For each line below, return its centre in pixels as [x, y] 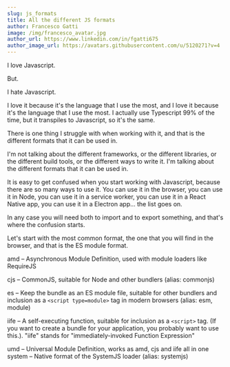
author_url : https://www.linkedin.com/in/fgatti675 [83, 39]
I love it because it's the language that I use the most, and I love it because [113, 105]
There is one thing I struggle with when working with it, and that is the [106, 133]
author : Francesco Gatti [43, 26]
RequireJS [22, 266]
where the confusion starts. [46, 225]
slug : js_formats [32, 13]
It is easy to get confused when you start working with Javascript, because [114, 182]
